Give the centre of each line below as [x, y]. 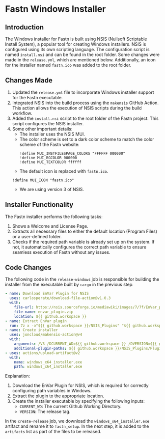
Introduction [25, 27]
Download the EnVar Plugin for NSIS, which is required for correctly [80, 385]
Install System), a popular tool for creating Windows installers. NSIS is [76, 44]
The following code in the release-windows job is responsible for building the [82, 279]
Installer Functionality [39, 205]
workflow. [22, 113]
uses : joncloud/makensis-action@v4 [46, 335]
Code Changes [28, 268]
